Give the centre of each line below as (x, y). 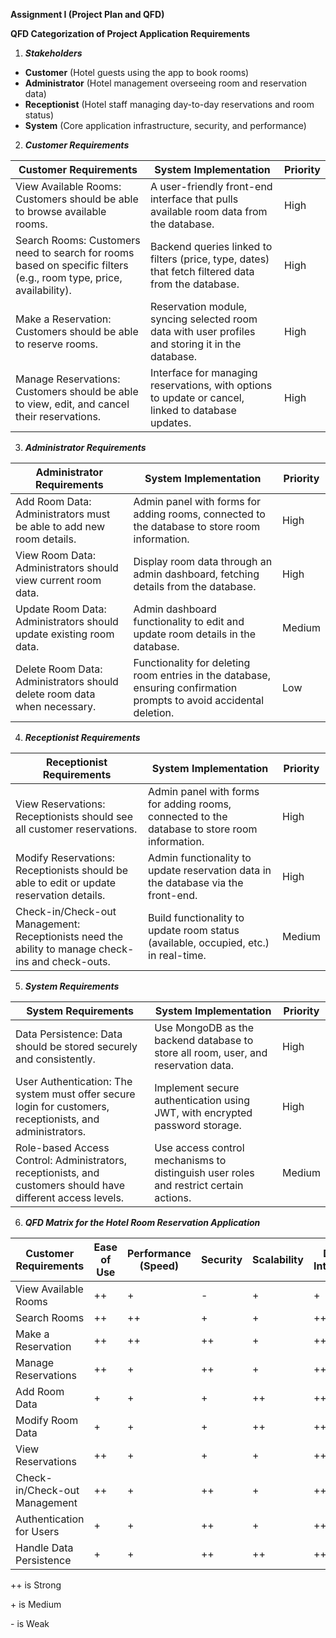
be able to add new (60, 526)
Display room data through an (203, 561)
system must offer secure (75, 1094)
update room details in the (195, 634)
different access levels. (70, 1197)
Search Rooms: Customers (78, 240)
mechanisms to (190, 1160)
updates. (170, 422)
